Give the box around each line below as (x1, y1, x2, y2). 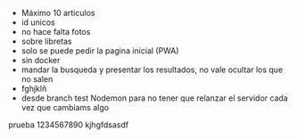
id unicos (21, 17, 55, 28)
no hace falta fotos (21, 27, 91, 37)
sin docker (21, 55, 61, 65)
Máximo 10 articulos (21, 8, 95, 18)
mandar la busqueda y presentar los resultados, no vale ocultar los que (21, 64, 284, 75)
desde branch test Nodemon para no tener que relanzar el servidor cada (21, 93, 289, 103)
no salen (21, 74, 54, 84)
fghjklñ (21, 84, 47, 94)
